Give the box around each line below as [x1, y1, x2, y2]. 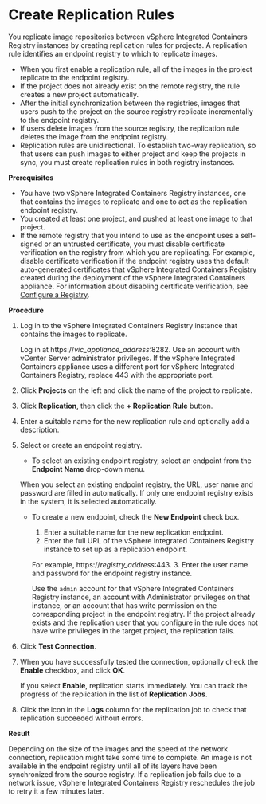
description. [19, 425, 60, 434]
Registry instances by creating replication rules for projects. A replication [8, 40, 248, 49]
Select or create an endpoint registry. [19, 440, 143, 449]
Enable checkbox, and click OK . [19, 665, 126, 675]
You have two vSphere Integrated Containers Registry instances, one [19, 188, 247, 198]
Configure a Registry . [19, 289, 90, 300]
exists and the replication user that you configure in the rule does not [31, 618, 259, 627]
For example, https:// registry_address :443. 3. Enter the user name [31, 559, 248, 569]
